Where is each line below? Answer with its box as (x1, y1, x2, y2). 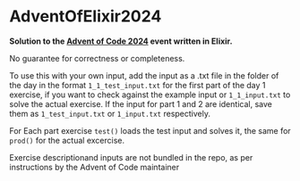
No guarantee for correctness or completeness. (9, 53, 185, 63)
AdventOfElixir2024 (9, 6, 162, 27)
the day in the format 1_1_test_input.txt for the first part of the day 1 (9, 79, 266, 90)
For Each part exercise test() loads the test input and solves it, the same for (9, 125, 291, 136)
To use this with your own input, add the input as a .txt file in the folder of (9, 70, 279, 81)
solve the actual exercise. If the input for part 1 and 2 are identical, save (9, 98, 273, 109)
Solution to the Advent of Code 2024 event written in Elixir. (9, 36, 233, 46)
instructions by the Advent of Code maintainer (9, 161, 180, 172)
